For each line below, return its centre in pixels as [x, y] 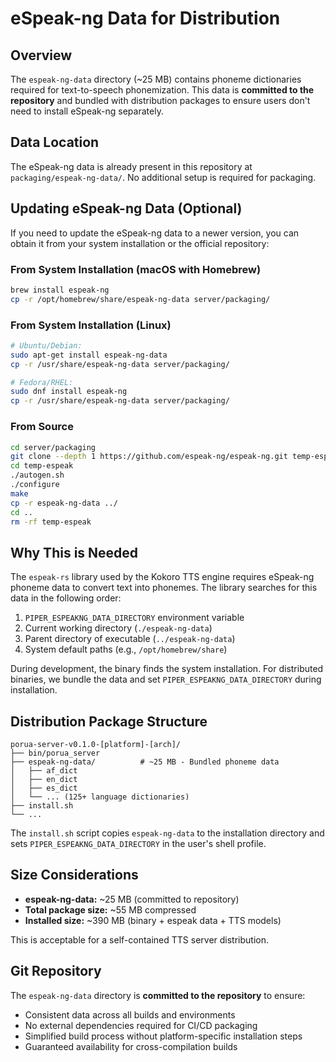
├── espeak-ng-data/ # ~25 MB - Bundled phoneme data [145, 762]
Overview [41, 55]
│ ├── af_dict [44, 771]
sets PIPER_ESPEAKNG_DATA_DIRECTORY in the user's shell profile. [138, 844]
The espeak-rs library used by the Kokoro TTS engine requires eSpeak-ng [162, 577]
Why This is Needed [74, 552]
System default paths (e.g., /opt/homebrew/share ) [126, 649]
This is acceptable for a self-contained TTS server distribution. [140, 939]
